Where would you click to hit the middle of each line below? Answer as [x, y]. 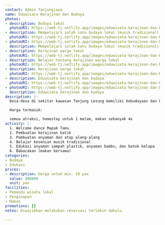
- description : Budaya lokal [35, 23]
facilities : [17, 188]
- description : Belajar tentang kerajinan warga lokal [62, 60]
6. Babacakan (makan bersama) [40, 151]
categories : [17, 156]
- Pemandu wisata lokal [29, 193]
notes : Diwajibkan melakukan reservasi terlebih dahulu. [65, 210]
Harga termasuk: [26, 110]
